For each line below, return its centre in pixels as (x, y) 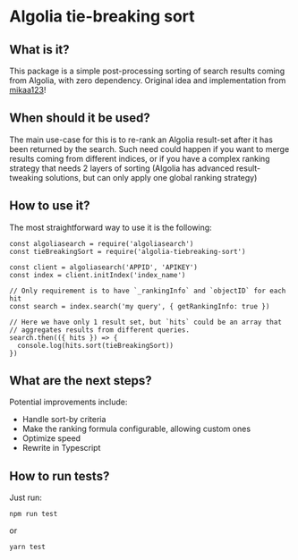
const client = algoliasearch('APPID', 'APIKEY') (104, 267)
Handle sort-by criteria (64, 420)
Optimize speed (51, 438)
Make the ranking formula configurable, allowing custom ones (136, 429)
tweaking (26, 177)
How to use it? (50, 206)
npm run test (34, 514)
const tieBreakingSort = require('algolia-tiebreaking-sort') (128, 251)
